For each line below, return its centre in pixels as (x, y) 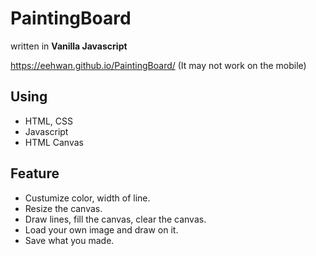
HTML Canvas (54, 142)
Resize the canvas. (63, 208)
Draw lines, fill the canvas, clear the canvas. (115, 219)
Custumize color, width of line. (87, 198)
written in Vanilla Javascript (69, 46)
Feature (35, 173)
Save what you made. (69, 240)
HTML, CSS (48, 121)
